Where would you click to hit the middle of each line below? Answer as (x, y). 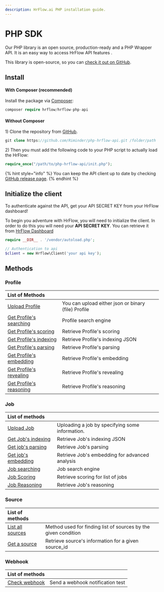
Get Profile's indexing (32, 340)
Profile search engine (86, 320)
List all (15, 526)
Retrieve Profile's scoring (91, 332)
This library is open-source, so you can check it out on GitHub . (68, 62)
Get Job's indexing (29, 439)
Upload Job (21, 428)
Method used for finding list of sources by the (98, 526)
